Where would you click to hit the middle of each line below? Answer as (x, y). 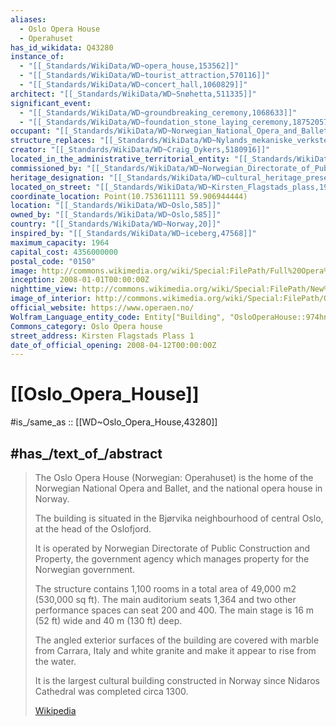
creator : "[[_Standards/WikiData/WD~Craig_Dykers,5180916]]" (140, 150)
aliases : (28, 19)
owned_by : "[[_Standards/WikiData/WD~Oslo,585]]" (116, 215)
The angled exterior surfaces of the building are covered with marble (177, 640)
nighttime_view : (44, 289)
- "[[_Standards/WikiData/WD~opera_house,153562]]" (129, 66)
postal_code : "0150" (53, 261)
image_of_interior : (51, 299)
